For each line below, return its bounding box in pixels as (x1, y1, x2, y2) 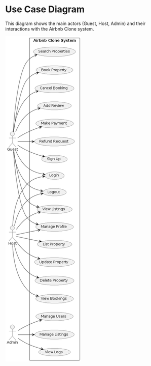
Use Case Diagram (5, 4, 85, 15)
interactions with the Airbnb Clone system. (5, 25, 94, 32)
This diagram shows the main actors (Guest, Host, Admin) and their (5, 20, 146, 26)
